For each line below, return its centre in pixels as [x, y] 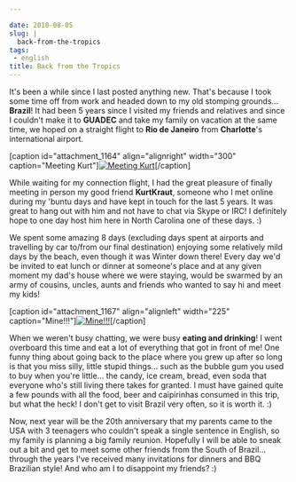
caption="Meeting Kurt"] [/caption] [100, 166]
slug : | [23, 33]
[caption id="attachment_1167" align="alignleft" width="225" [120, 311]
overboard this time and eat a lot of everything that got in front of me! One [144, 348]
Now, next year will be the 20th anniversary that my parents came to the [141, 421]
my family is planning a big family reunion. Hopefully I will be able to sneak [145, 440]
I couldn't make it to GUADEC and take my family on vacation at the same [143, 120]
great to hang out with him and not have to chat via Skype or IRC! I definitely [148, 211]
